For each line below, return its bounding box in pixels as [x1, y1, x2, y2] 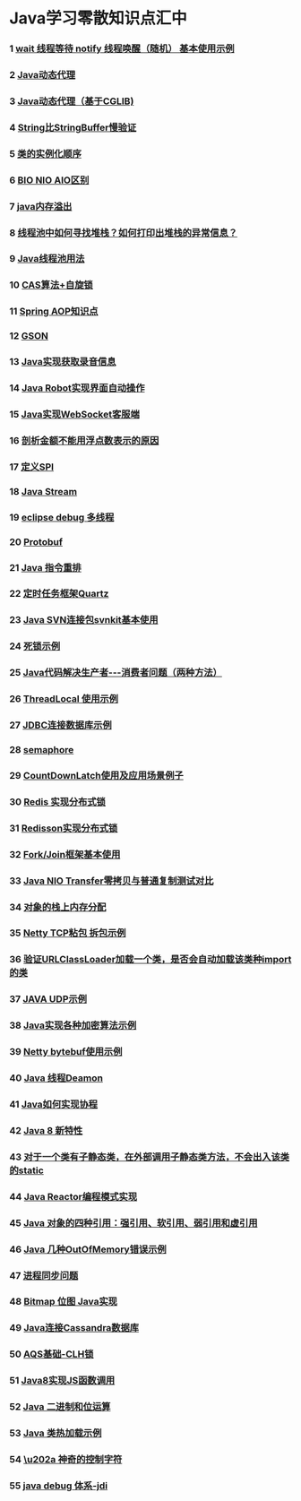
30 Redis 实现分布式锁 [9, 795, 106, 807]
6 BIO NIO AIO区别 [9, 174, 90, 186]
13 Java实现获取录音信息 [9, 356, 116, 368]
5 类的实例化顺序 [9, 147, 82, 160]
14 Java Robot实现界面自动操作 [9, 382, 145, 394]
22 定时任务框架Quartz [9, 588, 109, 600]
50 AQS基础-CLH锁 [9, 1348, 94, 1360]
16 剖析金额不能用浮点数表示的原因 [9, 434, 159, 446]
